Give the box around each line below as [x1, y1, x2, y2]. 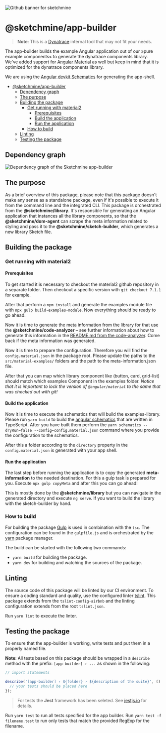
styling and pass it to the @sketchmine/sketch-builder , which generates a [5, 223, 159, 229]
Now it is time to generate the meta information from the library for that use [5, 322, 159, 328]
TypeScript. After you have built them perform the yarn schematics [5, 422, 141, 428]
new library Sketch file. [5, 229, 52, 235]
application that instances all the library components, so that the [5, 213, 136, 219]
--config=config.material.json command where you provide [34, 427, 160, 433]
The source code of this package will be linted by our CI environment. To [5, 587, 154, 593]
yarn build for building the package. [12, 554, 87, 560]
